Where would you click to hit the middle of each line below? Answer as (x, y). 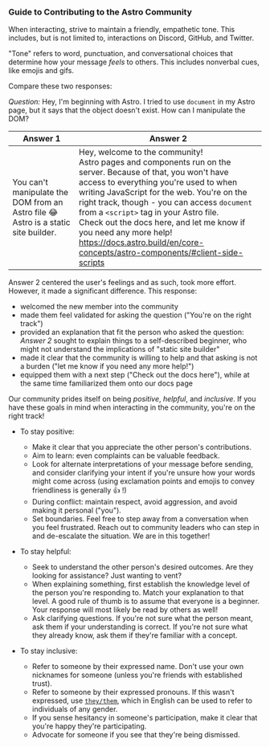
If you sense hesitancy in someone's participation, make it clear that (145, 718)
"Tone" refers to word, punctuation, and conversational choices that (121, 54)
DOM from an (38, 202)
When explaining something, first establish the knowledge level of (141, 584)
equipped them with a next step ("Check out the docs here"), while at (135, 375)
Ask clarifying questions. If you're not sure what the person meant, (142, 618)
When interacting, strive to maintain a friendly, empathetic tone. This (122, 30)
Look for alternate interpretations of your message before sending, (142, 464)
